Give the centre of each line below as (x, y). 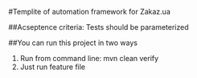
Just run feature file (53, 67)
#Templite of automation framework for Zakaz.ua (90, 12)
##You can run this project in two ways (73, 43)
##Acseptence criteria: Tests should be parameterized (98, 27)
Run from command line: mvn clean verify (89, 58)
